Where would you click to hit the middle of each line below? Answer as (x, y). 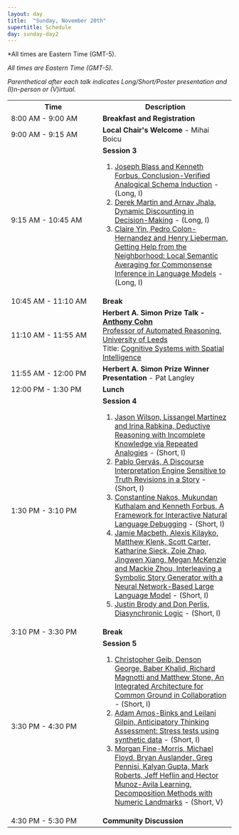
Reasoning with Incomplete (160, 435)
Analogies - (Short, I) (150, 453)
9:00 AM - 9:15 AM (44, 135)
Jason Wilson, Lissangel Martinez (171, 417)
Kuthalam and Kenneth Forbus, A (169, 506)
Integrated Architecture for (159, 687)
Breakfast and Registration (149, 118)
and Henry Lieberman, (191, 238)
